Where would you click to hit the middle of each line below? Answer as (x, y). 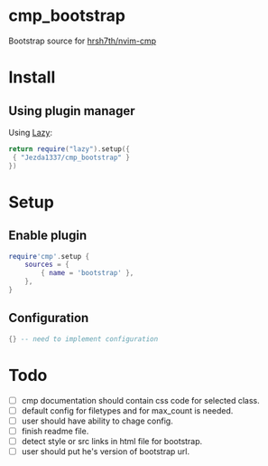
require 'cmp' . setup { (49, 256)
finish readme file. (55, 431)
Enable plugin (48, 236)
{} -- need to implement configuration (83, 339)
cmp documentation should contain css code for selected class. (141, 400)
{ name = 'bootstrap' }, (88, 273)
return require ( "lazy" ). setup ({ (69, 149)
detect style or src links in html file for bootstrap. (112, 441)
